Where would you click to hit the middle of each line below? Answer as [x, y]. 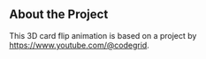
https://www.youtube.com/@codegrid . [80, 45]
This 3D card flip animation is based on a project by [103, 35]
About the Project [59, 15]
